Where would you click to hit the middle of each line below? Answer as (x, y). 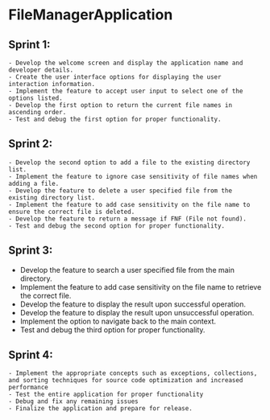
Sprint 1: (29, 45)
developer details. (41, 70)
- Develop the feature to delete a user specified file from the (120, 191)
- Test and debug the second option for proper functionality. (117, 226)
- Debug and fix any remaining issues (73, 401)
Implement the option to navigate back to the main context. (118, 321)
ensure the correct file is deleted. (72, 212)
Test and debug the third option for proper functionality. (112, 329)
